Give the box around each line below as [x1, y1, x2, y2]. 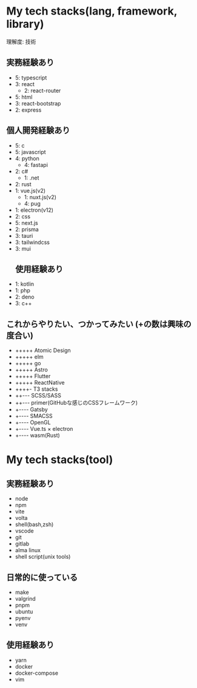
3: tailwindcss [15, 238, 50, 246]
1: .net [24, 174, 39, 181]
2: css [15, 212, 31, 220]
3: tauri [15, 232, 33, 239]
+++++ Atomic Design [15, 347, 71, 354]
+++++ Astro [15, 366, 48, 374]
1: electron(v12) [15, 206, 53, 214]
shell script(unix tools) [15, 553, 71, 561]
